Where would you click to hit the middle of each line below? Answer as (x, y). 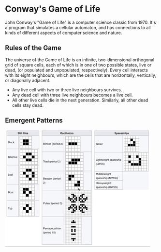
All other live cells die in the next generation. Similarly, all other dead (80, 100)
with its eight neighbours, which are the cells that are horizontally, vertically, (80, 75)
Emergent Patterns (34, 121)
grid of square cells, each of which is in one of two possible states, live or (78, 65)
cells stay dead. (28, 105)
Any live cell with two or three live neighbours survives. (67, 90)
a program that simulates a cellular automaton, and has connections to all (78, 27)
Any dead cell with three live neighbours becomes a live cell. (72, 95)
